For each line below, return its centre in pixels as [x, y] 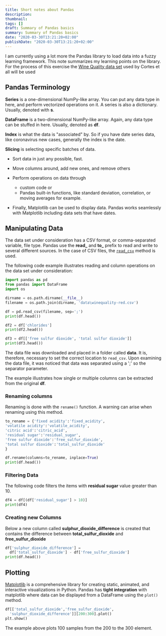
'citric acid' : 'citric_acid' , [36, 431]
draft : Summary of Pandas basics [40, 28]
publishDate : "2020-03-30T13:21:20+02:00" [50, 42]
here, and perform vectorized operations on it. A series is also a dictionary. [81, 104]
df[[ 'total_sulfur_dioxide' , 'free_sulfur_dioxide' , [59, 609]
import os [15, 289]
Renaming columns [29, 396]
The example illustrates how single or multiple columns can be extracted [79, 378]
